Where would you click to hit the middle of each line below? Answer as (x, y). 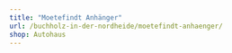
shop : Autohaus (38, 34)
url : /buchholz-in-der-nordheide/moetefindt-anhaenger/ (116, 26)
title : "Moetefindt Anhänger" (66, 18)
